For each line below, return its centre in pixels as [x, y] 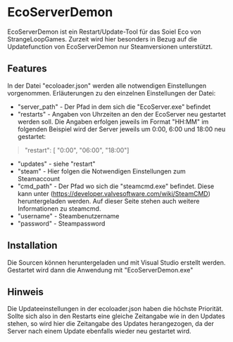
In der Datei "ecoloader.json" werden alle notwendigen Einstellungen [107, 86]
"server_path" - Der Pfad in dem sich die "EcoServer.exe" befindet [114, 107]
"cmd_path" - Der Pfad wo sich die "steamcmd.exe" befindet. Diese [116, 186]
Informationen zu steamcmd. [59, 209]
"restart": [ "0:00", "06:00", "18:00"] [77, 150]
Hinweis [25, 292]
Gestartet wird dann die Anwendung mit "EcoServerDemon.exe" [100, 270]
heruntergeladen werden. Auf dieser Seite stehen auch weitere [108, 201]
